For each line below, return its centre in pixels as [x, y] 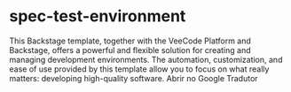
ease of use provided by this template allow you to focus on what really [139, 69]
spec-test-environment [98, 16]
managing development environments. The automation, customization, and [146, 59]
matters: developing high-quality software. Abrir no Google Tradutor [134, 78]
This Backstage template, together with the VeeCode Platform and [130, 41]
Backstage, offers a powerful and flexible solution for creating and [130, 50]
